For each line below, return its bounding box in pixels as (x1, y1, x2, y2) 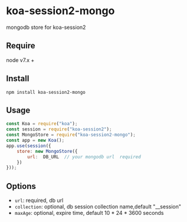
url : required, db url (14, 197, 64, 204)
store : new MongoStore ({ (17, 148, 78, 154)
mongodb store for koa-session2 (6, 24, 86, 31)
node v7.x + (6, 56, 35, 63)
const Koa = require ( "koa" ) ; (6, 121, 78, 127)
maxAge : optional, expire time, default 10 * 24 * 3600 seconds (14, 210, 164, 217)
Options (6, 181, 37, 191)
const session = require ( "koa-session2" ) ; (6, 126, 112, 132)
